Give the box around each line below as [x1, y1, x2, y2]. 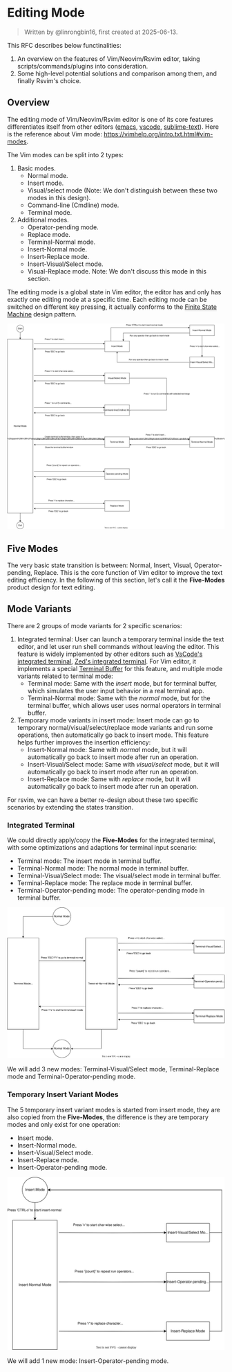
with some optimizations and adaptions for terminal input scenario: [7, 844, 197, 852]
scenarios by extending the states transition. [7, 803, 133, 811]
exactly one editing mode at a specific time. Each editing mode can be [7, 295, 207, 303]
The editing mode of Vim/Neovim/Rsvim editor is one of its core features [7, 115, 214, 123]
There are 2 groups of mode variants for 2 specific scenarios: [7, 621, 182, 630]
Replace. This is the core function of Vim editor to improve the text [33, 569, 223, 577]
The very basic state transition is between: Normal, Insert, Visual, [7, 561, 193, 569]
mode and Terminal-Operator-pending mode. [7, 1072, 136, 1081]
